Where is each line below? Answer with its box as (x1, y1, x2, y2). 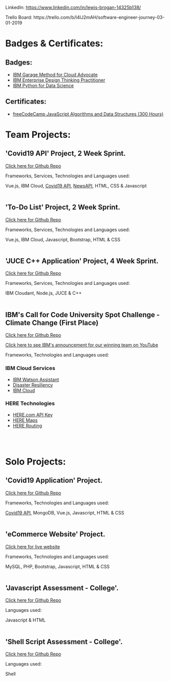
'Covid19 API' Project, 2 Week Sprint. (5, 149, 126, 158)
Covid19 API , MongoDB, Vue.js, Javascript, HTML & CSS (5, 509, 124, 515)
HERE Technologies (5, 400, 55, 407)
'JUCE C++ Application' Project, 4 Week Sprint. (5, 257, 159, 265)
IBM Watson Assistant (12, 376, 59, 382)
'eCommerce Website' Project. (5, 530, 105, 539)
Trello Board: (5, 14, 32, 20)
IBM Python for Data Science (12, 82, 74, 89)
